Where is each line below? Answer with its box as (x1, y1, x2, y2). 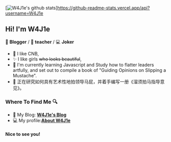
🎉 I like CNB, (12, 50, 39, 56)
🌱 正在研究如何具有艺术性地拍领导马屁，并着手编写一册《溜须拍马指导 (12, 78, 160, 84)
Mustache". (12, 72, 37, 78)
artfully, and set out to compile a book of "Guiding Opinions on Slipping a (12, 67, 166, 73)
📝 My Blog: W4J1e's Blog (12, 112, 67, 118)
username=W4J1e (5, 10, 43, 16)
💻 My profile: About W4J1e (12, 118, 70, 124)
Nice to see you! (5, 131, 41, 137)
